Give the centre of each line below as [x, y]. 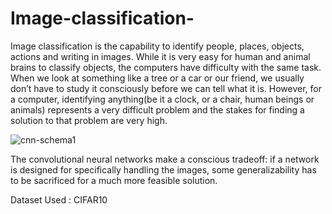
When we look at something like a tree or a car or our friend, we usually [157, 78]
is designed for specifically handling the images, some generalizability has [163, 169]
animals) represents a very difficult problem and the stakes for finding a [157, 109]
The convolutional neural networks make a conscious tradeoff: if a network [165, 159]
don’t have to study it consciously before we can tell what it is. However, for [166, 88]
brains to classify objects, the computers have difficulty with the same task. [166, 67]
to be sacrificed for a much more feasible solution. [114, 180]
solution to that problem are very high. [89, 120]
